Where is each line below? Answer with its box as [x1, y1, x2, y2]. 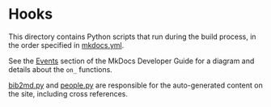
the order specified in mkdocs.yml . [8, 40, 125, 49]
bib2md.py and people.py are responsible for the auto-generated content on [8, 80, 263, 90]
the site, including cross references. [8, 88, 128, 98]
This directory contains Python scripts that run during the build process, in [8, 32, 256, 41]
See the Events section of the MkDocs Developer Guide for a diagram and [8, 56, 255, 66]
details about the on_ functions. [8, 64, 113, 74]
